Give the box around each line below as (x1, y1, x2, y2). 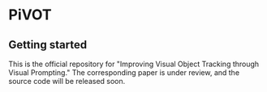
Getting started (8, 38, 88, 52)
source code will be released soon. (8, 77, 126, 86)
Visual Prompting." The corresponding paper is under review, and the (8, 68, 240, 77)
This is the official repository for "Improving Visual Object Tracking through (8, 59, 260, 69)
